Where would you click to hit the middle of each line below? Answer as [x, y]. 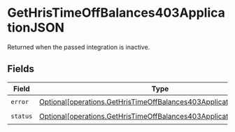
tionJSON [36, 28]
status [22, 116]
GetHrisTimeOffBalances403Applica [116, 13]
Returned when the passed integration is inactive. [79, 47]
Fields [21, 69]
